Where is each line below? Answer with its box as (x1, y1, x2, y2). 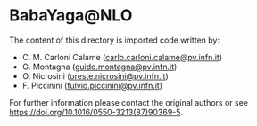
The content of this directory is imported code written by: (9, 35, 220, 45)
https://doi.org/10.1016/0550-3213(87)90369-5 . (9, 106, 183, 117)
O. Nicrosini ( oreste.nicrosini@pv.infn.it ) (21, 70, 170, 81)
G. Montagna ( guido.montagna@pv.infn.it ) (21, 61, 178, 72)
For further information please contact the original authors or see (9, 97, 248, 107)
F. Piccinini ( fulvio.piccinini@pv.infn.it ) (21, 80, 163, 91)
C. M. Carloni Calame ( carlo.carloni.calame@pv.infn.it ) (21, 51, 223, 62)
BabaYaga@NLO (9, 5, 133, 26)
